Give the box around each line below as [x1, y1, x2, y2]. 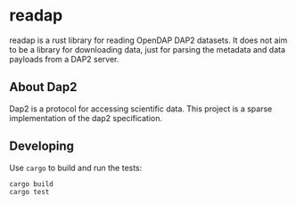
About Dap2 [9, 79, 78, 94]
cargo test [9, 188, 50, 197]
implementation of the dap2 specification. [9, 112, 163, 123]
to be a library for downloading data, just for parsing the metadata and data [9, 44, 286, 54]
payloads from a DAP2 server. [9, 53, 119, 64]
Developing [9, 139, 74, 154]
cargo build [9, 179, 53, 188]
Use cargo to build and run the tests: [9, 162, 143, 173]
